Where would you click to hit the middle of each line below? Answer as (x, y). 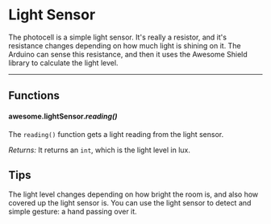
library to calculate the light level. (63, 63)
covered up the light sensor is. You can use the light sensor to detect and (130, 203)
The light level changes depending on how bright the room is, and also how (133, 194)
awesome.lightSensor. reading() (63, 116)
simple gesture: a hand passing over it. (73, 212)
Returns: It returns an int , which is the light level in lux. (100, 150)
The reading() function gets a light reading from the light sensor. (116, 134)
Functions (34, 95)
